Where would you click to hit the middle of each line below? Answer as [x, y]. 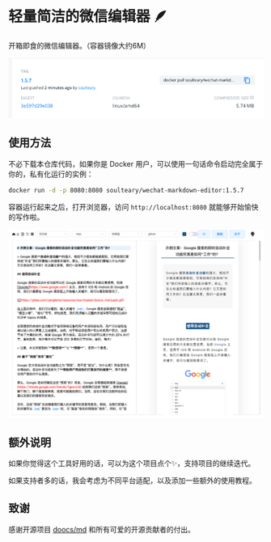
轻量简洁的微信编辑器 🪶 [88, 17]
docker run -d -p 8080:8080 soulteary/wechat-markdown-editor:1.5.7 [126, 190]
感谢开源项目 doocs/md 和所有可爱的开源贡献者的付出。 [102, 529]
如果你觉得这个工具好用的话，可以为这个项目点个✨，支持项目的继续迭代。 [132, 464]
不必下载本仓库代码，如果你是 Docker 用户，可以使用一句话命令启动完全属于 [136, 163]
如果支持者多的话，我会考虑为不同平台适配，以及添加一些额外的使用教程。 [132, 481]
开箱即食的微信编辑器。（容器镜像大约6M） [80, 45]
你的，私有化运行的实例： [51, 174]
